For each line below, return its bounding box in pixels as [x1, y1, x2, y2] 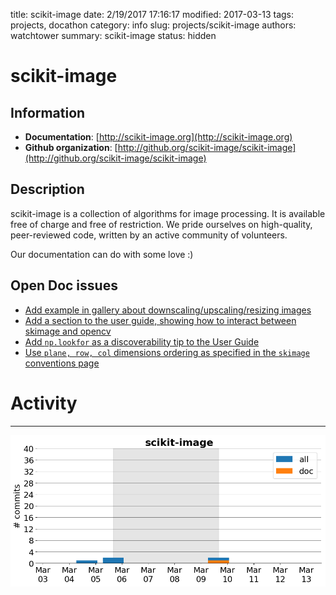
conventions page [24, 357, 100, 369]
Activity [10, 392, 78, 414]
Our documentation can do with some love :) [10, 248, 194, 260]
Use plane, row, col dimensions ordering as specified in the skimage [24, 346, 310, 358]
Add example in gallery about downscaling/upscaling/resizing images [24, 304, 312, 316]
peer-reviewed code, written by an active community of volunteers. [10, 229, 288, 241]
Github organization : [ [24, 142, 118, 153]
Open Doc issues [10, 277, 118, 294]
